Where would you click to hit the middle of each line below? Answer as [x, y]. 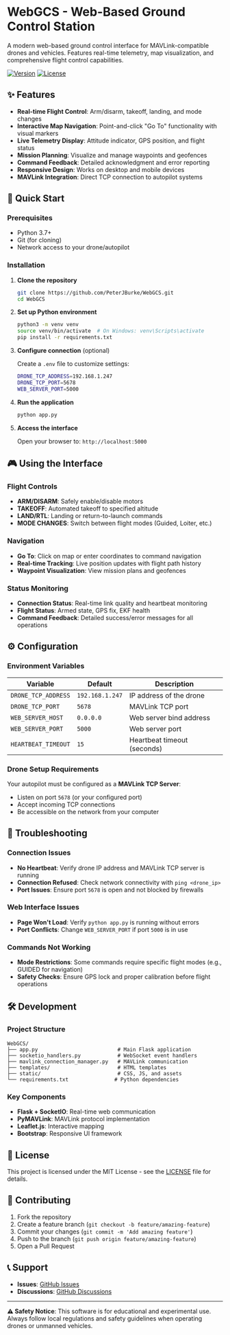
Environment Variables [46, 666]
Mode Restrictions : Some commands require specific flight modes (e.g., [119, 962]
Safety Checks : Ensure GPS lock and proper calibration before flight [114, 977]
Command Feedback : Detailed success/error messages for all [105, 617]
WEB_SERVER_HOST [37, 718]
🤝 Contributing [39, 1200]
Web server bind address [170, 718]
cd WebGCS [31, 299]
